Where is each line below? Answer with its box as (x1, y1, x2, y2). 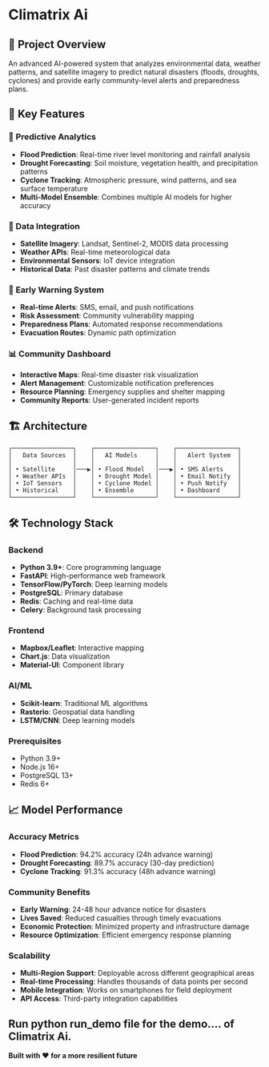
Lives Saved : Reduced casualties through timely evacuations (19, 913, 222, 922)
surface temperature (19, 183, 88, 193)
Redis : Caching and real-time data (19, 596, 134, 606)
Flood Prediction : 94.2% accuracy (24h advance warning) (19, 849, 214, 859)
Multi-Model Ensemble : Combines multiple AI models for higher (19, 192, 232, 202)
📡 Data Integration (8, 220, 80, 231)
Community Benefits (8, 886, 90, 897)
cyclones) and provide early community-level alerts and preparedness (8, 76, 240, 85)
